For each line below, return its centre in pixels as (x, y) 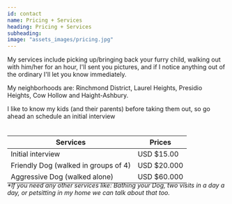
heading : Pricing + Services (49, 27)
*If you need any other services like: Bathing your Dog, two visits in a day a (116, 185)
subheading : (24, 33)
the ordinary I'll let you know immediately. (67, 75)
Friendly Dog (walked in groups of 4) (71, 166)
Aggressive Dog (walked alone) (62, 177)
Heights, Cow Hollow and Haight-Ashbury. (68, 96)
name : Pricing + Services (45, 20)
